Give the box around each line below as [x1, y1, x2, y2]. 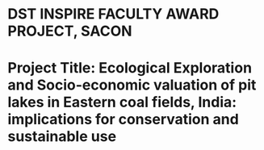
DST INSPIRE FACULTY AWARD [7, 5, 220, 23]
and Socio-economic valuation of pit [7, 76, 257, 94]
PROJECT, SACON [7, 22, 132, 40]
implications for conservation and [7, 110, 239, 129]
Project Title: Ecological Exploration [7, 59, 252, 77]
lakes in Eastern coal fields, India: [7, 94, 237, 111]
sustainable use [7, 127, 117, 146]
